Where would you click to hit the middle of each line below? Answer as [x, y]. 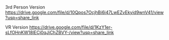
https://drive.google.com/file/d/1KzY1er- [71, 27]
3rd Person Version [25, 7]
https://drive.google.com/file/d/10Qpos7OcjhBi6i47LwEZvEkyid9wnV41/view [84, 12]
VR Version [17, 27]
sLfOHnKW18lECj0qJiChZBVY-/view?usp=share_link [60, 32]
